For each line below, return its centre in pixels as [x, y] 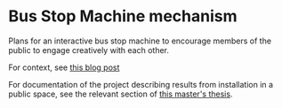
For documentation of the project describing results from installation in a [141, 84]
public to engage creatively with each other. [89, 50]
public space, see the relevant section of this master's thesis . [121, 94]
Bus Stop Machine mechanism [123, 16]
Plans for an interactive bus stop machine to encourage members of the [140, 41]
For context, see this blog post [64, 67]
